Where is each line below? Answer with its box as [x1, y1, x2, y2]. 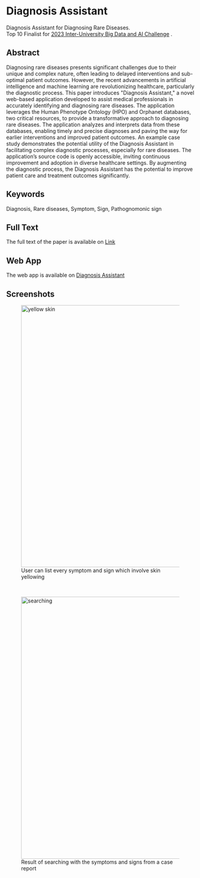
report [21, 865, 37, 872]
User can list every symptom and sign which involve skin [21, 567, 161, 574]
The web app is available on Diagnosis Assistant [6, 271, 125, 279]
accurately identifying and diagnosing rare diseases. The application [6, 102, 175, 109]
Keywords [6, 189, 45, 199]
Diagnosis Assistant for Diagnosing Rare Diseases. [6, 24, 130, 31]
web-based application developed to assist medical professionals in [6, 95, 174, 102]
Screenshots [6, 289, 55, 299]
